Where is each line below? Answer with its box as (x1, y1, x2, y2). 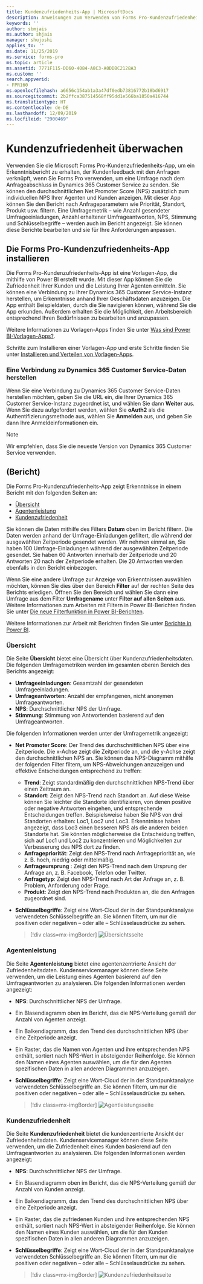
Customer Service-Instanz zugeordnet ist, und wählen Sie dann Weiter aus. (6, 400, 195, 407)
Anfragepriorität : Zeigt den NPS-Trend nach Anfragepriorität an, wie (24, 850, 196, 857)
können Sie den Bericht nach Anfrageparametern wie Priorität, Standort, (6, 200, 186, 208)
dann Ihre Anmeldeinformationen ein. (6, 419, 98, 427)
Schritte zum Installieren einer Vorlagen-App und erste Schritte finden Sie (6, 344, 189, 351)
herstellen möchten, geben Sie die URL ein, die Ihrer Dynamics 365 (6, 393, 173, 401)
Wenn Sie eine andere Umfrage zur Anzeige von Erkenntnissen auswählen (6, 576, 192, 583)
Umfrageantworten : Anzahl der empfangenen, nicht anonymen (14, 693, 174, 700)
